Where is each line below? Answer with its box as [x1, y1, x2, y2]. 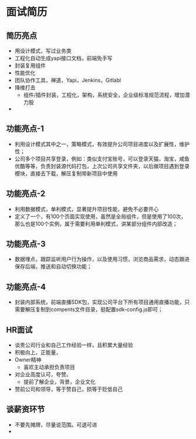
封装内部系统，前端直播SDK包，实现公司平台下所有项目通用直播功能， [14, 299, 185, 306]
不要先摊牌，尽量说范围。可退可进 [14, 421, 97, 428]
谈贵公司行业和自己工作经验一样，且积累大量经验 [14, 341, 133, 348]
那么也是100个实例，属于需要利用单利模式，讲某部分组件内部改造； [14, 220, 178, 227]
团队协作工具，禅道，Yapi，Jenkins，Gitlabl [14, 77, 121, 83]
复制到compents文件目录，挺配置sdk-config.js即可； [35, 306, 163, 313]
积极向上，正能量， [14, 349, 62, 356]
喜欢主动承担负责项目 [23, 364, 75, 371]
